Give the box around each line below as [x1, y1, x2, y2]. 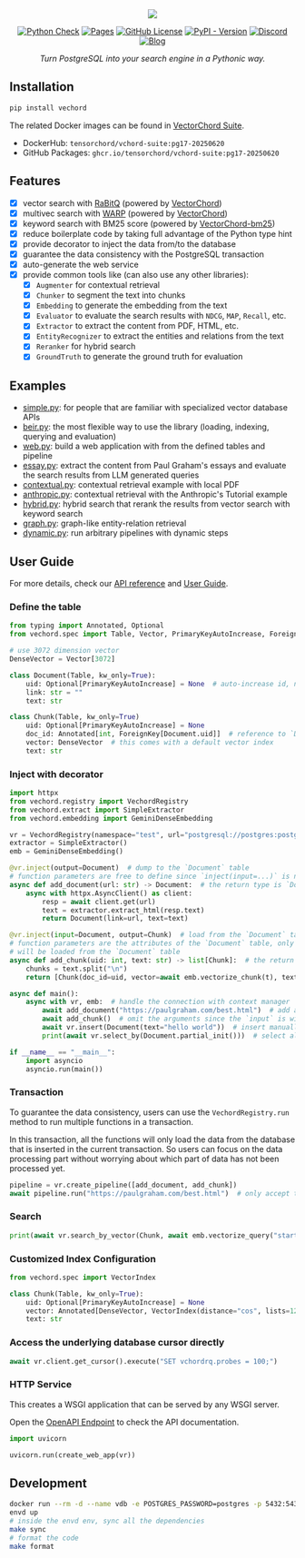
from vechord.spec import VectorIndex [9, 1273, 156, 1282]
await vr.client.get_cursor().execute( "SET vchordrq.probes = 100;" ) [9, 1356, 279, 1366]
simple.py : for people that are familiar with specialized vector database [22, 402, 289, 413]
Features [9, 173, 61, 189]
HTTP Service [9, 1378, 73, 1391]
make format [9, 1542, 54, 1551]
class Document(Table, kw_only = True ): [9, 671, 156, 680]
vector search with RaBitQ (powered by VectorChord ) [22, 197, 222, 208]
